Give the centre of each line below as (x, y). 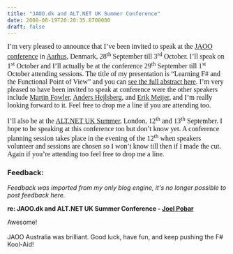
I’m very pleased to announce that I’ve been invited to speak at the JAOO (110, 47)
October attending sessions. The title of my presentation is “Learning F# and (114, 74)
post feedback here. (36, 195)
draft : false (26, 27)
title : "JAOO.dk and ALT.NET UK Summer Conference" (84, 14)
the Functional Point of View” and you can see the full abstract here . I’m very (115, 82)
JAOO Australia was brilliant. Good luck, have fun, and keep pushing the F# (115, 237)
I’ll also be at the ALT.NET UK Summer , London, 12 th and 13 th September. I (115, 120)
